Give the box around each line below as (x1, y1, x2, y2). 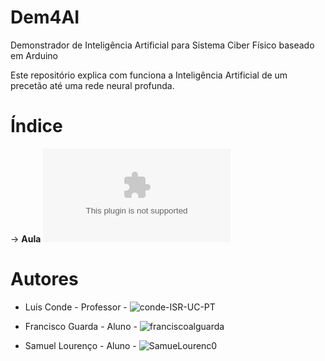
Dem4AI (10, 6, 80, 29)
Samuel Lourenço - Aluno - (24, 339, 137, 351)
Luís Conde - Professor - (24, 301, 128, 313)
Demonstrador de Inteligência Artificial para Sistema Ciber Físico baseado (10, 39, 315, 51)
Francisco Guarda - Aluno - (24, 320, 138, 332)
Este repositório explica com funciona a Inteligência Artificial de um (10, 69, 288, 81)
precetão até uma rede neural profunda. (10, 79, 175, 91)
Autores (10, 268, 79, 291)
